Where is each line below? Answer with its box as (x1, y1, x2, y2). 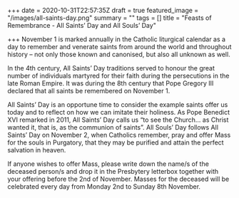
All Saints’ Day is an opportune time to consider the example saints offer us (7, 100, 228, 109)
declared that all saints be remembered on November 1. (7, 87, 171, 95)
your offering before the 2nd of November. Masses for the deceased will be (7, 174, 230, 183)
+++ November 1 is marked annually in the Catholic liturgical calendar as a (7, 35, 226, 43)
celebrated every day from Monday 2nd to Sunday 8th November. (7, 182, 201, 191)
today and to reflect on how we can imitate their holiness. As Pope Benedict (7, 108, 230, 116)
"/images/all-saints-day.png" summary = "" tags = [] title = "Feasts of (7, 14, 212, 22)
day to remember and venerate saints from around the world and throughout (7, 43, 232, 51)
